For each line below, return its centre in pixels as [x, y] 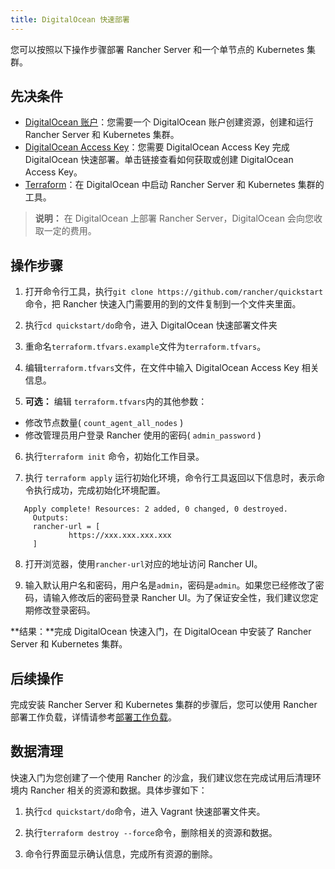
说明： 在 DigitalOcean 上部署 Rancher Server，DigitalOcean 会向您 [174, 218]
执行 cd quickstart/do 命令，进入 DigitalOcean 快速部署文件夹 [151, 325]
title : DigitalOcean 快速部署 [70, 19]
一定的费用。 [70, 231]
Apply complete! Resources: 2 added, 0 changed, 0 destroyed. [155, 509]
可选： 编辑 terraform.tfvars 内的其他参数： [116, 402]
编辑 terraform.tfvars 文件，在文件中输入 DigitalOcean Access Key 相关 [172, 368]
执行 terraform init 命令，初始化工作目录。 [114, 457]
